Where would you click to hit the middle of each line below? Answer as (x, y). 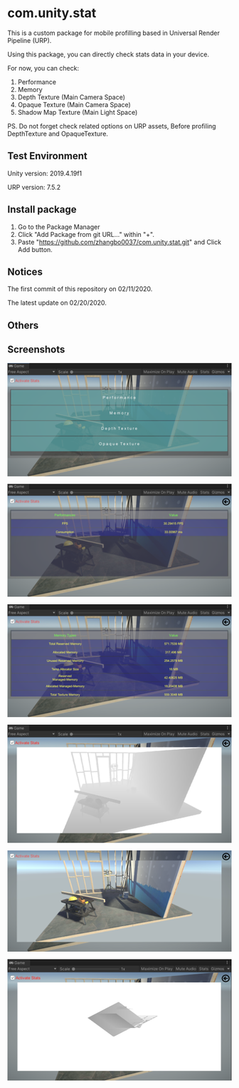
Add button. (35, 249)
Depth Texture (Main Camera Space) (71, 97)
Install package (42, 209)
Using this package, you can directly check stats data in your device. (108, 54)
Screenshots (36, 350)
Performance (37, 82)
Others (23, 325)
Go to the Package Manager (59, 227)
